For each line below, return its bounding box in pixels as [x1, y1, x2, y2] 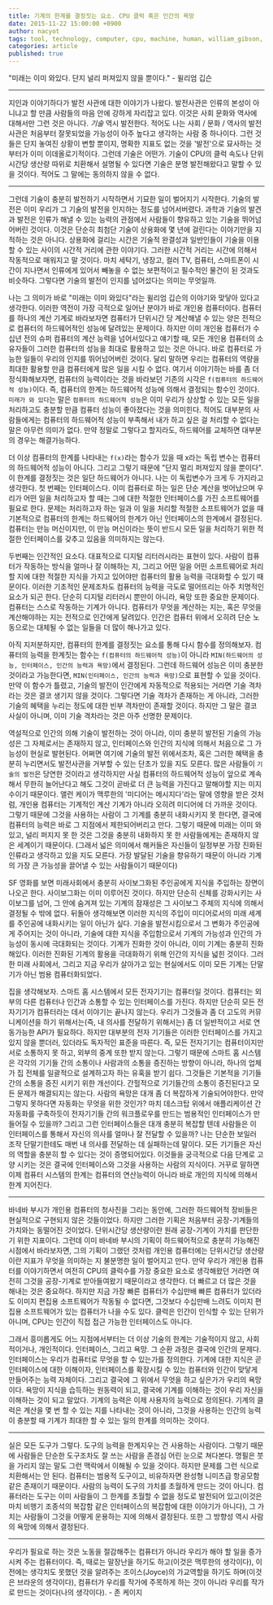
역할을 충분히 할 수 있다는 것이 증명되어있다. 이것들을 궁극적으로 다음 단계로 [16, 1149, 256, 1159]
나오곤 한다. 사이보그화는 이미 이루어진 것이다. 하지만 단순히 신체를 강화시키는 [8, 888, 253, 898]
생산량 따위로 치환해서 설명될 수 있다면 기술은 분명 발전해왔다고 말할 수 [29, 160, 253, 168]
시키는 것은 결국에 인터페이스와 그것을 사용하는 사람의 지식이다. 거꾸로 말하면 [16, 1160, 260, 1169]
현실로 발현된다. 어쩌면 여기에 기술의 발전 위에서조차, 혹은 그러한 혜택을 [29, 749, 256, 758]
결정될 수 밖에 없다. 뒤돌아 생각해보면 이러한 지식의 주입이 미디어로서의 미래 [8, 908, 247, 918]
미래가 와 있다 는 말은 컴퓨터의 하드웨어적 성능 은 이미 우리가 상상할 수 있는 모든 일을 [8, 395, 260, 404]
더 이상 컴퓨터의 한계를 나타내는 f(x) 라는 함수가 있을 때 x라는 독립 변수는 [8, 453, 240, 462]
